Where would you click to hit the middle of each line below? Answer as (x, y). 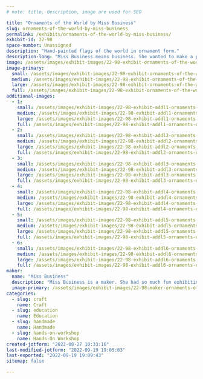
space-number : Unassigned (39, 45)
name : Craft (32, 305)
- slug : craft (29, 299)
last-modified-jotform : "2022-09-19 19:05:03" (66, 350)
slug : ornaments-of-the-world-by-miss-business (67, 29)
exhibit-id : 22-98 (29, 40)
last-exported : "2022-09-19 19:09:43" (55, 355)
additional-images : (31, 96)
